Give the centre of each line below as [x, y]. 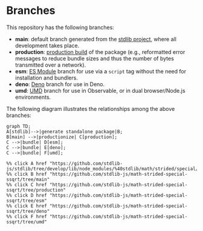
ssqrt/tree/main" [28, 179]
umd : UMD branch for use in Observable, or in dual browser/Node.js [100, 90]
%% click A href [27, 163]
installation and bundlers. [47, 78]
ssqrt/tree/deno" [28, 211]
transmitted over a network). [50, 65]
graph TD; [19, 126]
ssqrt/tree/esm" [27, 201]
